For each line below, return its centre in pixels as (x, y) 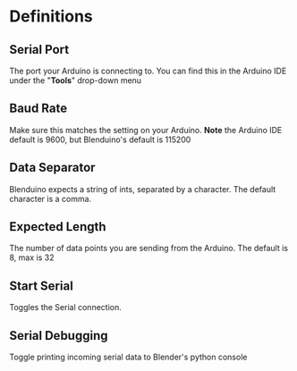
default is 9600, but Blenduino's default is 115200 (100, 139)
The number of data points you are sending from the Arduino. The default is (149, 249)
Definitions (51, 17)
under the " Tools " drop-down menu (75, 80)
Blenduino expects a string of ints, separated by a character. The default (143, 189)
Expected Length (58, 227)
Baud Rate (38, 109)
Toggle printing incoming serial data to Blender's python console (128, 357)
